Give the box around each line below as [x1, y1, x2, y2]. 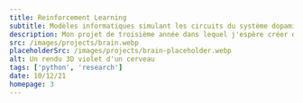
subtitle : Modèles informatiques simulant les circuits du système [9, 21, 269, 30]
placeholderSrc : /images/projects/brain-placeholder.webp [9, 47, 232, 56]
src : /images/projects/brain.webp [9, 38, 140, 47]
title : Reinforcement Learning [9, 13, 127, 22]
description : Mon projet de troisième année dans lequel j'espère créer [9, 30, 289, 39]
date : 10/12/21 [9, 72, 67, 81]
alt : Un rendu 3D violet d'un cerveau [9, 55, 155, 64]
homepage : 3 [9, 80, 54, 89]
